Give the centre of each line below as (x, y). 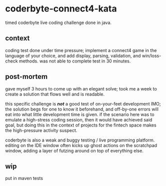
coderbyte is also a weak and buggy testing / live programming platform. (80, 140)
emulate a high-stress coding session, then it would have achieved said (79, 119)
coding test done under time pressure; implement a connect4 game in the (81, 50)
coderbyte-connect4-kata (61, 9)
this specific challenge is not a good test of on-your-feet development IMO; (83, 103)
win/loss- (151, 55)
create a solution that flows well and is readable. (55, 94)
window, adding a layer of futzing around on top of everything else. (74, 150)
